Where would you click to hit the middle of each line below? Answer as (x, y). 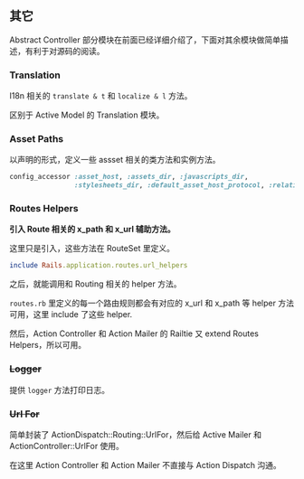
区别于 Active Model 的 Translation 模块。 (87, 115)
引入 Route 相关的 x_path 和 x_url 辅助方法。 (92, 230)
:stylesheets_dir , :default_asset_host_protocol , (169, 185)
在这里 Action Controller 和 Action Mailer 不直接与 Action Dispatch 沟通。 (146, 465)
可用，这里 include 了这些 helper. (71, 315)
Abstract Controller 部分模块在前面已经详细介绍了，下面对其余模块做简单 (145, 40)
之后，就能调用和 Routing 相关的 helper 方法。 (95, 284)
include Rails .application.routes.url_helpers (99, 266)
